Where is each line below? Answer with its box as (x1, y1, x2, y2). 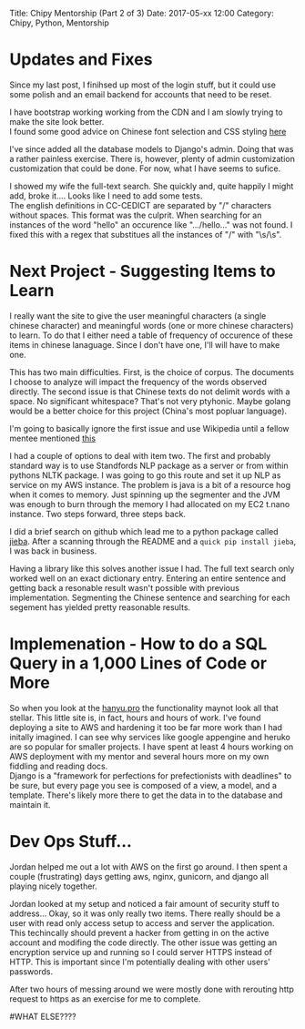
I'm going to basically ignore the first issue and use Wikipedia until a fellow (9, 423, 290, 433)
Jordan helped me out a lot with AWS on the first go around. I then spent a (9, 861, 289, 872)
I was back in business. (9, 545, 97, 556)
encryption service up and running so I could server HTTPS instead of (9, 946, 273, 957)
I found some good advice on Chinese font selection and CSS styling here (9, 126, 287, 137)
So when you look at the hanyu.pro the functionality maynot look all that (9, 702, 280, 713)
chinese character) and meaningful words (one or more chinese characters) (9, 320, 294, 331)
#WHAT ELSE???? (9, 1011, 76, 1022)
